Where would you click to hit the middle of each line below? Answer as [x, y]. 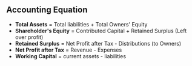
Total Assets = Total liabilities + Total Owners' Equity [81, 24]
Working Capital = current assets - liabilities [70, 56]
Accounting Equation [47, 10]
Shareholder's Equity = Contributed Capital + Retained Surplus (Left [101, 31]
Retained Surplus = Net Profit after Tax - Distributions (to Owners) [98, 43]
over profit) [29, 37]
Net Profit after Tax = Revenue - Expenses [68, 50]
